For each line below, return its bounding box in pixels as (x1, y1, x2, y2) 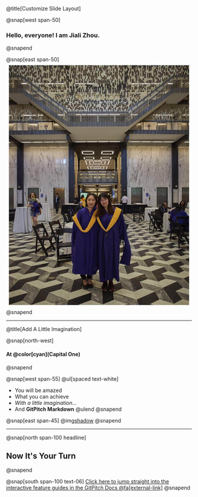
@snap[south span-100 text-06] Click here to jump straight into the (6, 478, 169, 485)
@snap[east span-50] (6, 56, 60, 63)
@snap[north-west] (6, 337, 54, 344)
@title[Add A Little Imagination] (6, 326, 82, 333)
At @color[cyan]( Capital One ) (6, 351, 81, 358)
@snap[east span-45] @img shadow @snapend (6, 417, 121, 424)
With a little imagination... (14, 399, 77, 406)
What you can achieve (14, 393, 69, 400)
